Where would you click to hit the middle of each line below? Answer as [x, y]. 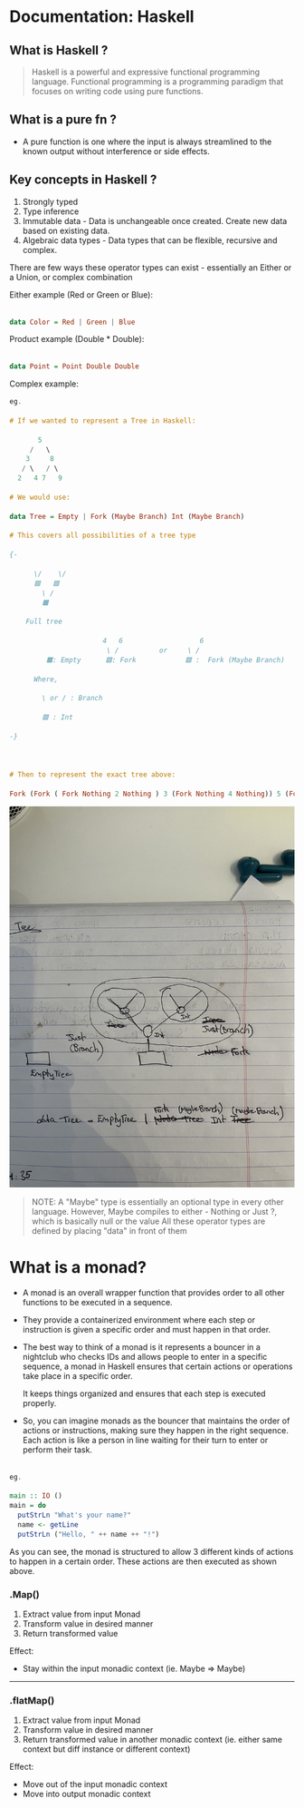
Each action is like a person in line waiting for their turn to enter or [145, 1440]
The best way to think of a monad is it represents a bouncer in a [141, 1347]
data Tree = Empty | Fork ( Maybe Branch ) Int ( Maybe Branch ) [127, 516]
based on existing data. [66, 230]
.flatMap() [32, 1701]
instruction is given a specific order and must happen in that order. [147, 1329]
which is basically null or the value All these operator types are [148, 1221]
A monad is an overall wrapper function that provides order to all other [153, 1292]
